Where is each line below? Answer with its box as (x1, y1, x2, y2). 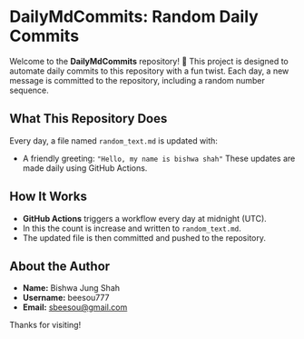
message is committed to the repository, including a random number (9, 75, 265, 85)
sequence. (9, 85, 50, 95)
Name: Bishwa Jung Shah (22, 283, 121, 294)
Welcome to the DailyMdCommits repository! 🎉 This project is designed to (9, 55, 289, 66)
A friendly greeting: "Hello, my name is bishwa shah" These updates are (22, 153, 296, 164)
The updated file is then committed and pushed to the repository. (22, 232, 266, 243)
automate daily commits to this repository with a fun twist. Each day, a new (9, 65, 289, 76)
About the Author (9, 258, 111, 274)
